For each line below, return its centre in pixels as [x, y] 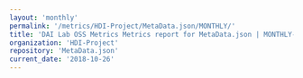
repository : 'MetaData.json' [64, 51]
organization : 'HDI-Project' [64, 43]
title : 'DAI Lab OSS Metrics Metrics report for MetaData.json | [134, 34]
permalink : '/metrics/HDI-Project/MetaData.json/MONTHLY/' [123, 26]
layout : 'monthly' [44, 17]
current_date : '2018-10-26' [62, 59]
